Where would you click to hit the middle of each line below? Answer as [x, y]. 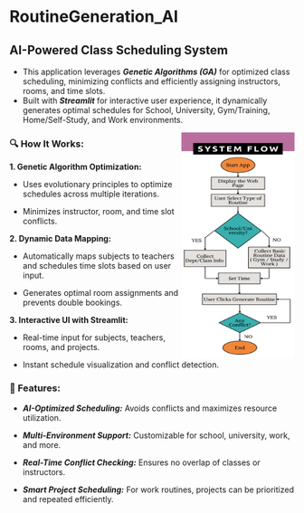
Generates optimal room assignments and [100, 293]
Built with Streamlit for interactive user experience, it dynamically [145, 100]
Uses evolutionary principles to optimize [97, 185]
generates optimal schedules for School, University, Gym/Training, [146, 110]
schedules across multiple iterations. [91, 194]
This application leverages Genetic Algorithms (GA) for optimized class [156, 71]
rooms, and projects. [61, 347]
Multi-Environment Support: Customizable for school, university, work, [156, 435]
